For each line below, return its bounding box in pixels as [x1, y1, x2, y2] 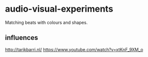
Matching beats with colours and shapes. [5, 19, 88, 25]
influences [5, 34, 38, 42]
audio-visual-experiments [5, 3, 113, 15]
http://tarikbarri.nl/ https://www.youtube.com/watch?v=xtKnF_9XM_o [5, 46, 144, 52]
